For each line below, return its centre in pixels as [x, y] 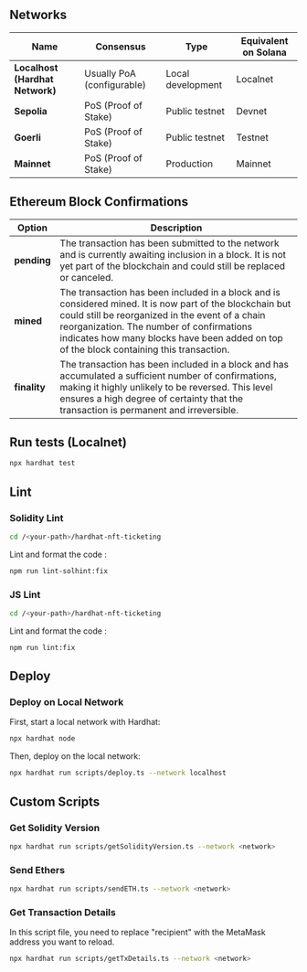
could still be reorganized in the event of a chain [163, 315]
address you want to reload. [62, 942]
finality [30, 387]
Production [189, 164]
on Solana [265, 52]
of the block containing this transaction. [145, 349]
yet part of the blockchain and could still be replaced [173, 266]
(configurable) [115, 84]
